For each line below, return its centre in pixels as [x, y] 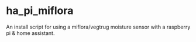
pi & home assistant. [30, 33]
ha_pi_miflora [40, 11]
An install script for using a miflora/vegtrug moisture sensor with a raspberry [98, 27]
